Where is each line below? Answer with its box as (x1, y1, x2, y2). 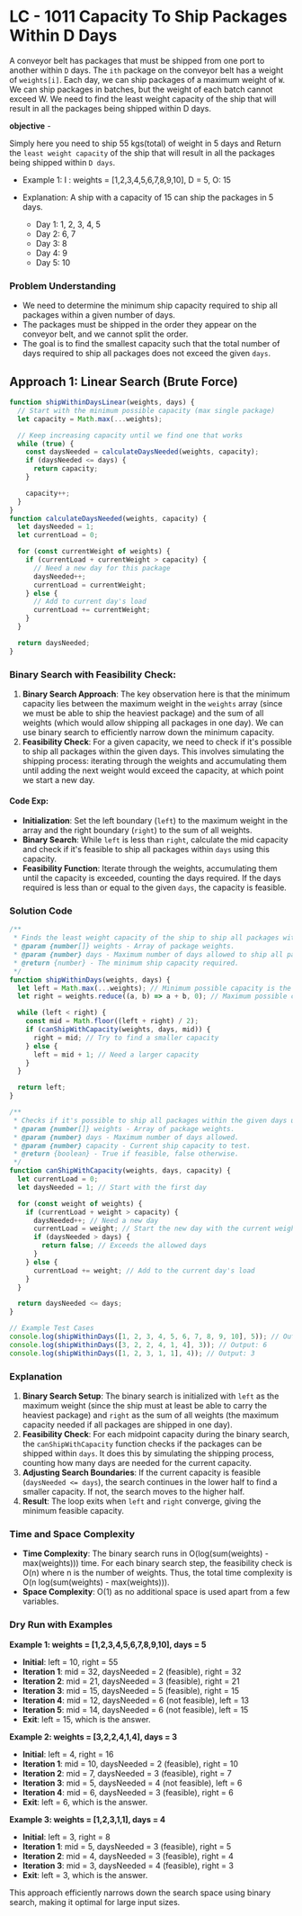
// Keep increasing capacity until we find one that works (17, 430, 244, 440)
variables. (22, 1596, 59, 1607)
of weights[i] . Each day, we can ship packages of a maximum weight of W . (9, 74, 286, 85)
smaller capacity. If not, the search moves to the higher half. (22, 1487, 245, 1498)
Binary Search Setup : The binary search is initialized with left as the (22, 1390, 280, 1401)
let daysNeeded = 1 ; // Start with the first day (17, 1183, 207, 1192)
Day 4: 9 (35, 247, 67, 258)
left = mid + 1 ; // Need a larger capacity (32, 1050, 200, 1059)
